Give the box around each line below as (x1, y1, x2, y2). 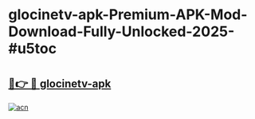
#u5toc (8, 40, 57, 58)
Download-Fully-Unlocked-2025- (8, 22, 235, 41)
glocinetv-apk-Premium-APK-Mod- (8, 6, 248, 24)
